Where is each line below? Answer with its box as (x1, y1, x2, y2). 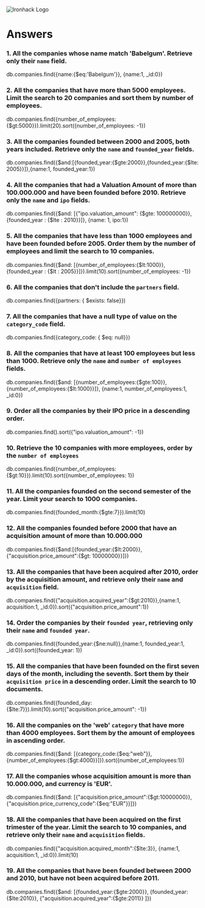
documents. (6, 685, 43, 693)
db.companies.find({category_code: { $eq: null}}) (6, 334, 130, 341)
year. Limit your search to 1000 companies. (6, 494, 138, 503)
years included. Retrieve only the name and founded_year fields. (6, 145, 195, 153)
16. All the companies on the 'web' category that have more (6, 721, 185, 729)
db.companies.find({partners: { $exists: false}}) (6, 296, 126, 304)
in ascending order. (6, 736, 65, 745)
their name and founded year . (6, 626, 91, 634)
